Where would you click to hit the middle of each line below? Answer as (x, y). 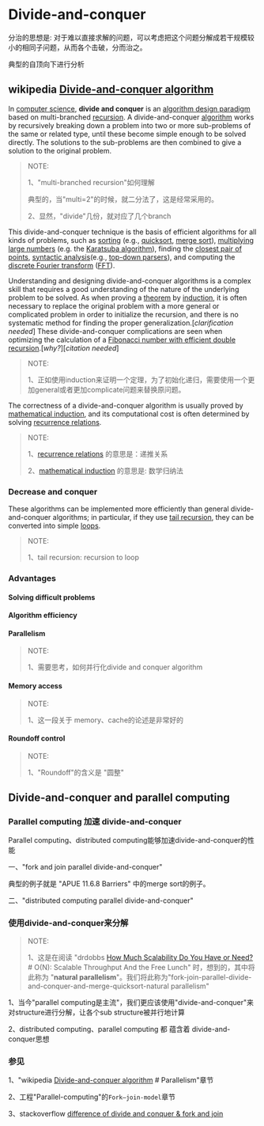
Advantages (32, 578)
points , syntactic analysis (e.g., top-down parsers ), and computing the (122, 257)
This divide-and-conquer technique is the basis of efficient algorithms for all (132, 232)
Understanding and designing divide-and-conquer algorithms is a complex (130, 281)
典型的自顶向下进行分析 (46, 64)
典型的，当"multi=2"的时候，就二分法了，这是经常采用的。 (123, 199)
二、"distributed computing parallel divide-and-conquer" (101, 900)
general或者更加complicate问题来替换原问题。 (110, 389)
